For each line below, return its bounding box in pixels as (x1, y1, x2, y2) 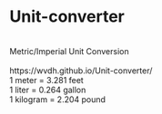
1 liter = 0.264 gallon (9, 84, 86, 95)
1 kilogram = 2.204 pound (9, 93, 106, 105)
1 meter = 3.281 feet (9, 74, 84, 85)
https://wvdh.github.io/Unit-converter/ (9, 65, 153, 76)
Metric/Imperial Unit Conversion (9, 45, 129, 56)
